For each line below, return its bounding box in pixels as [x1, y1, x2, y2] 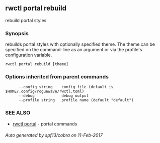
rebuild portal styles [5, 17, 47, 23]
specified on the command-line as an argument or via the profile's [5, 47, 142, 53]
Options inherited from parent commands [5, 73, 109, 80]
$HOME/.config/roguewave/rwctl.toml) [5, 89, 85, 94]
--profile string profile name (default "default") [18, 98, 134, 103]
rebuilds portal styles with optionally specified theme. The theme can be [5, 41, 155, 47]
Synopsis [5, 30, 29, 37]
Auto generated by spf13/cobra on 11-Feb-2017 [5, 132, 103, 138]
